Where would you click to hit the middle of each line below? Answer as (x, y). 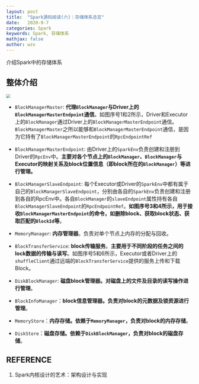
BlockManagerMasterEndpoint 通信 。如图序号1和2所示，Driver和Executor (101, 114)
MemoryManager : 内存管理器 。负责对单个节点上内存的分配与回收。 (93, 234)
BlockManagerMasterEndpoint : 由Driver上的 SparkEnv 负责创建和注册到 (97, 149)
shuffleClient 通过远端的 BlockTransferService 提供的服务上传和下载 (97, 261)
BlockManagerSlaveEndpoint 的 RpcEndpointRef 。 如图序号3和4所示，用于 (101, 206)
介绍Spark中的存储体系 (34, 62)
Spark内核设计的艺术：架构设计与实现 (61, 375)
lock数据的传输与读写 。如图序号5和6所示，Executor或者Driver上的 (96, 254)
